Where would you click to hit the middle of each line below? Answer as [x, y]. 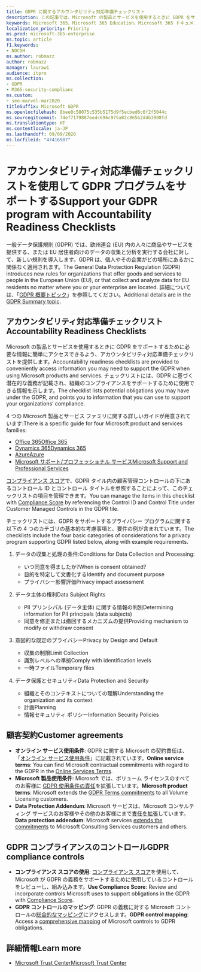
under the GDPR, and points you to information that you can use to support [98, 397]
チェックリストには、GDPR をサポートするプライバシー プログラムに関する [99, 521]
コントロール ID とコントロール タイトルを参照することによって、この [97, 488]
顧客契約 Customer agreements [65, 735]
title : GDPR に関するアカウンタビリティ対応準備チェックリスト [76, 12]
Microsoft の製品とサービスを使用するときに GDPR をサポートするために [95, 346]
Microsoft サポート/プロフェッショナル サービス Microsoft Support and [101, 461]
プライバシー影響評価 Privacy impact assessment [84, 582]
